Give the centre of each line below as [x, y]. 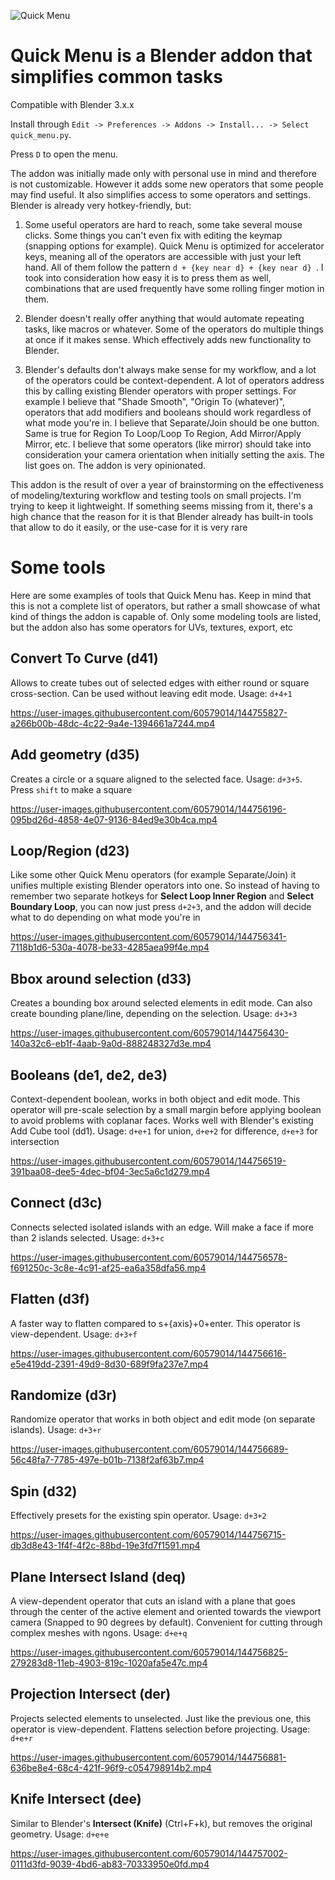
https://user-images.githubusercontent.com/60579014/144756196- [148, 809]
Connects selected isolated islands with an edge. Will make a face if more [162, 1227]
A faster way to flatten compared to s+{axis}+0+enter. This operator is [155, 1323]
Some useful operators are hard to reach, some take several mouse [163, 224]
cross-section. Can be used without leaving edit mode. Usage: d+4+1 [151, 693]
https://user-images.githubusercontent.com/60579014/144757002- [149, 1853]
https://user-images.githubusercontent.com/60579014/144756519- [148, 1161]
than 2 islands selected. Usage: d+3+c [87, 1237]
